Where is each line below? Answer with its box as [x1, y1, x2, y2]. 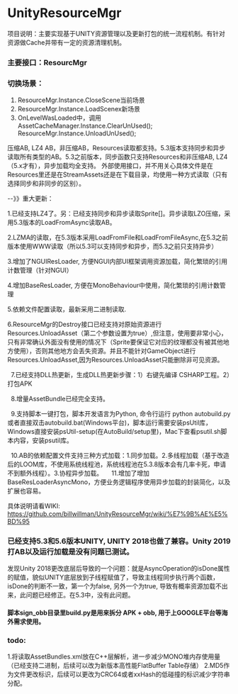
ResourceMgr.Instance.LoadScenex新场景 [17, 105, 140, 113]
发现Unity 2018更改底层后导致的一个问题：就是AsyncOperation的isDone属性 [7, 564, 230, 573]
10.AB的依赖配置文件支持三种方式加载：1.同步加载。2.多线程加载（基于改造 [10, 452, 230, 460]
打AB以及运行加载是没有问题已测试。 [7, 547, 134, 557]
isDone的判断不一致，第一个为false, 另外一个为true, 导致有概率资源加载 [7, 582, 216, 591]
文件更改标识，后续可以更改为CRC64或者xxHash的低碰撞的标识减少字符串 [13, 670, 230, 678]
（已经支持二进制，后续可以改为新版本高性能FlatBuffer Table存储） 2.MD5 [7, 661, 224, 670]
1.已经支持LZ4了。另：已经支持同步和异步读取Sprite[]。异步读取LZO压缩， [7, 209, 225, 218]
